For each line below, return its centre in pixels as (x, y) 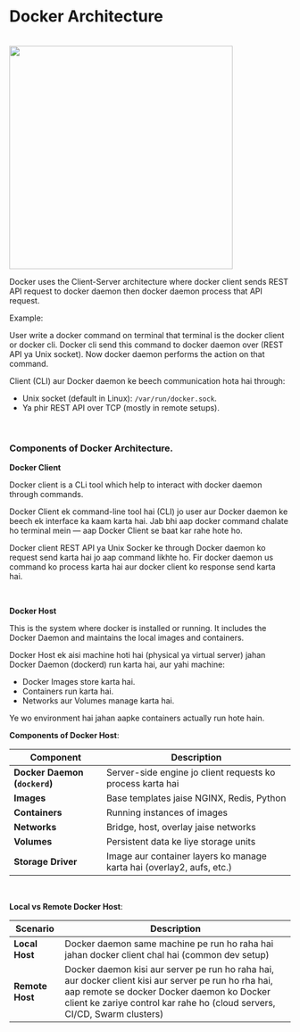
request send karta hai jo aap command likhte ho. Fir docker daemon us (142, 558)
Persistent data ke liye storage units (181, 842)
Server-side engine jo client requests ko (191, 772)
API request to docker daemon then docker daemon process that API (136, 291)
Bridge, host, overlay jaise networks (181, 828)
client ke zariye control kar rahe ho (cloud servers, (170, 1003)
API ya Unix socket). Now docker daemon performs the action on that (137, 354)
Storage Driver (46, 861)
